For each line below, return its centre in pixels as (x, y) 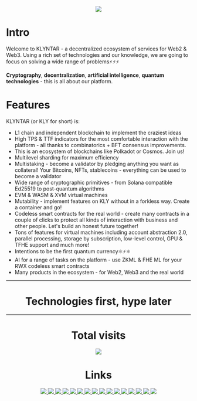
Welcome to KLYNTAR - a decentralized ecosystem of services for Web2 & (96, 49)
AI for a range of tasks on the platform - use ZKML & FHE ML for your (98, 260)
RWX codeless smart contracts (52, 266)
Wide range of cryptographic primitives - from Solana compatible (94, 182)
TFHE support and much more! (52, 244)
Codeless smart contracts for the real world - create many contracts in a (102, 213)
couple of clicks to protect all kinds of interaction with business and (96, 220)
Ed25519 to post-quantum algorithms (59, 188)
